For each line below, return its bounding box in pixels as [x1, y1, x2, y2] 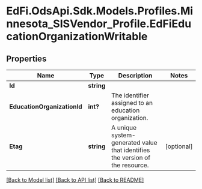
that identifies [111, 146, 150, 154]
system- [111, 131, 136, 139]
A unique [111, 124, 137, 131]
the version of [111, 154, 151, 161]
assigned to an [111, 99, 153, 107]
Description [118, 71, 153, 79]
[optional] [165, 142, 193, 151]
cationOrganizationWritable [6, 30, 148, 43]
